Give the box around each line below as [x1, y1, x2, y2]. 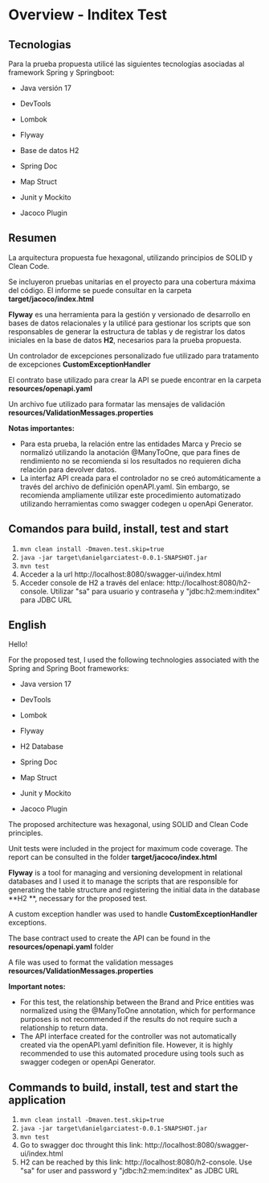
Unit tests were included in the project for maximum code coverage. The [8, 844, 248, 854]
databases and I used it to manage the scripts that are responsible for [8, 876, 238, 887]
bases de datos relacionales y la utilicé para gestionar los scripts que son [8, 318, 251, 328]
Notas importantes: [8, 423, 75, 432]
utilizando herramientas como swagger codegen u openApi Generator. [19, 498, 254, 508]
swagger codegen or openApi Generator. [19, 1057, 157, 1067]
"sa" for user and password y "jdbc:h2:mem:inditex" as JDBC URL [19, 1166, 239, 1176]
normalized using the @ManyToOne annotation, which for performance [19, 1006, 255, 1015]
